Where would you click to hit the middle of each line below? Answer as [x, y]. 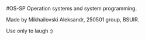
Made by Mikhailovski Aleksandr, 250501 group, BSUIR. [73, 19]
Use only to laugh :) [30, 31]
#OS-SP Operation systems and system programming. [72, 8]
